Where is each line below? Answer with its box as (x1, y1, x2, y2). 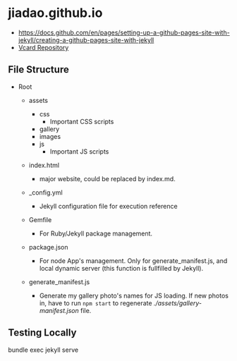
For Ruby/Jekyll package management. (39, 229, 153, 238)
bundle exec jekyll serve (8, 345, 79, 354)
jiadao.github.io (8, 5, 103, 21)
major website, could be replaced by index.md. (39, 174, 176, 183)
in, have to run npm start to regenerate (39, 298, 152, 307)
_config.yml (28, 188, 63, 197)
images (39, 132, 61, 140)
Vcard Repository (18, 43, 69, 51)
